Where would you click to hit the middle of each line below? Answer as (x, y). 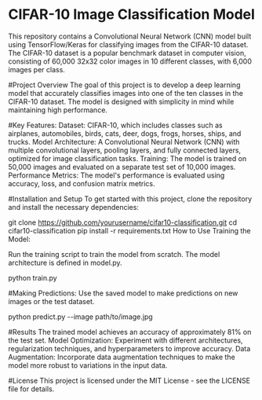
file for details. (31, 389)
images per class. (36, 69)
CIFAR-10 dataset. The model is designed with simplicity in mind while (121, 101)
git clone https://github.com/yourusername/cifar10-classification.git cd (123, 222)
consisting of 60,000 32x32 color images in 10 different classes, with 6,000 (130, 61)
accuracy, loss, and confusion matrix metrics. (82, 183)
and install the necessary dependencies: (74, 207)
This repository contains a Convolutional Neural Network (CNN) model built (130, 36)
